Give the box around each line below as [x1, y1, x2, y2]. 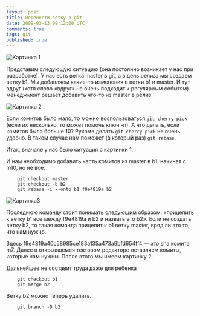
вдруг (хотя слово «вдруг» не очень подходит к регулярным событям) [6, 85, 189, 92]
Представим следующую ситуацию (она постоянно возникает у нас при [6, 66, 194, 73]
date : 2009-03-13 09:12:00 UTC [6, 20, 85, 26]
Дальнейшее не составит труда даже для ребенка [6, 264, 137, 272]
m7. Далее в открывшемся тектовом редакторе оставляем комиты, [6, 246, 181, 254]
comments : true [6, 25, 45, 32]
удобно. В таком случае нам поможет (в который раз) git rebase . [6, 134, 176, 141]
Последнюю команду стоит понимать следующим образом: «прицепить [6, 209, 195, 216]
